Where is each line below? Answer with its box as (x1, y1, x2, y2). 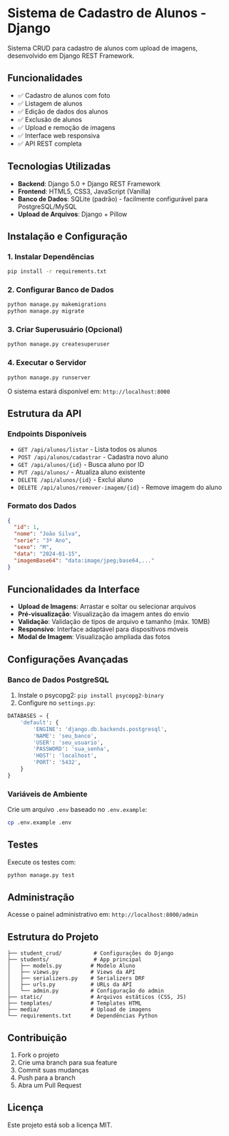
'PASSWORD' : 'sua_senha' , (33, 745, 111, 753)
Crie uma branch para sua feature (17, 1058, 118, 1067)
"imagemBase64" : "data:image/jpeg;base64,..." (14, 557, 155, 564)
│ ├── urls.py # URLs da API (7, 981, 133, 988)
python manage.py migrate (7, 308, 84, 315)
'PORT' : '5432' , (33, 759, 81, 766)
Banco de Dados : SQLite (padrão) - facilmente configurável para (17, 194, 208, 203)
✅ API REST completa (17, 139, 82, 148)
